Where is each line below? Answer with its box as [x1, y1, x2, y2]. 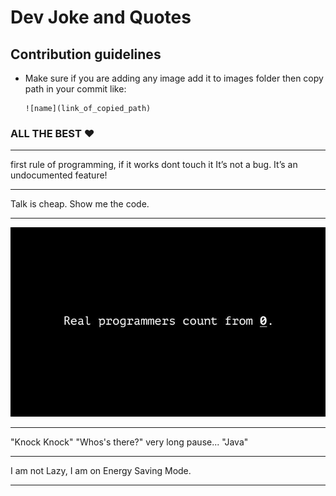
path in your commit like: [24, 83, 127, 95]
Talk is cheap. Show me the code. [10, 198, 150, 210]
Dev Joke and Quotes [10, 6, 192, 29]
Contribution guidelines [10, 46, 162, 63]
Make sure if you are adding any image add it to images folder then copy [24, 72, 324, 84]
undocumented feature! [10, 169, 108, 181]
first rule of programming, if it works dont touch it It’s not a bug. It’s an [10, 159, 298, 171]
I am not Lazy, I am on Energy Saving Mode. [10, 464, 192, 476]
